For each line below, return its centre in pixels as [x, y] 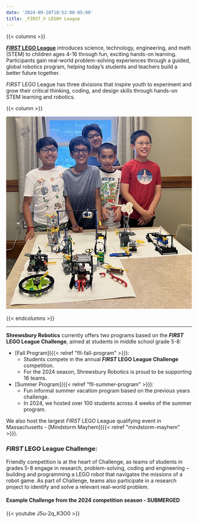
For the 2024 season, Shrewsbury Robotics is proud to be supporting [108, 372]
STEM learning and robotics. [41, 97]
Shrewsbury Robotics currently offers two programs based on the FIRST [95, 335]
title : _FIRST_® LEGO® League [43, 19]
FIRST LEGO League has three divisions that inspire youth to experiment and [99, 84]
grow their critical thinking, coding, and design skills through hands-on [92, 90]
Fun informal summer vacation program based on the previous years [107, 391]
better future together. [33, 73]
